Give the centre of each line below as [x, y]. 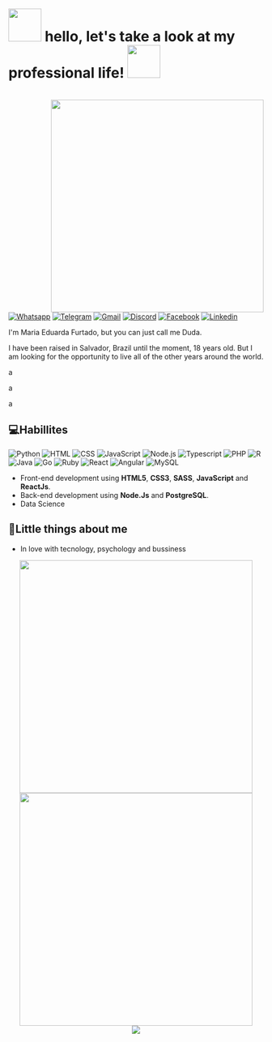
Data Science [42, 504]
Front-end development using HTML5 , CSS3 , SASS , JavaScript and [134, 478]
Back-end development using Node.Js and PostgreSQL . [114, 495]
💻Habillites [38, 430]
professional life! [66, 73]
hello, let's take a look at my [140, 37]
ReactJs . [35, 487]
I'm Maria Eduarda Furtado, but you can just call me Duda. [105, 332]
